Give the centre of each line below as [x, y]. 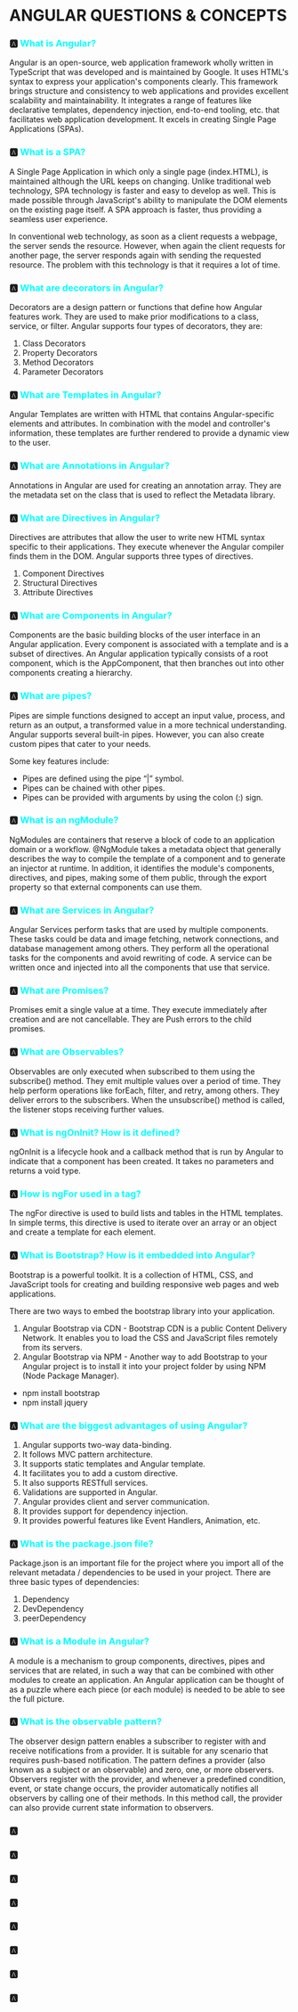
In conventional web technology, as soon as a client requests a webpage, [144, 236]
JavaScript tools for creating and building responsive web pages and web [144, 1284]
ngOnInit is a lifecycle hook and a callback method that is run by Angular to [147, 1152]
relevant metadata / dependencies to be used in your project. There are [140, 1573]
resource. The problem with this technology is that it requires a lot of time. [145, 265]
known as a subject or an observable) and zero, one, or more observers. [141, 1770]
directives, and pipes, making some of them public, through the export [138, 877]
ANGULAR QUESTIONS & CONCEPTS [148, 16]
